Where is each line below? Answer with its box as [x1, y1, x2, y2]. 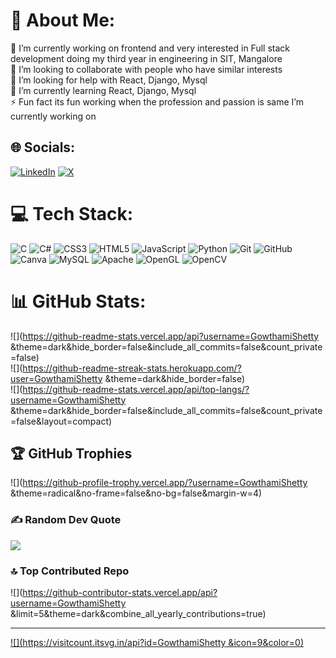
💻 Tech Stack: [10, 202, 134, 225]
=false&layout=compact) [10, 415, 113, 427]
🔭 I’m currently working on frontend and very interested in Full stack [10, 42, 290, 54]
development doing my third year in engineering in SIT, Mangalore [10, 52, 283, 64]
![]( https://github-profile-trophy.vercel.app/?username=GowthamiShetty [10, 477, 308, 489]
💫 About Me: [10, 9, 116, 32]
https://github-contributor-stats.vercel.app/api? [22, 587, 218, 599]
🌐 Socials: [10, 139, 76, 156]
